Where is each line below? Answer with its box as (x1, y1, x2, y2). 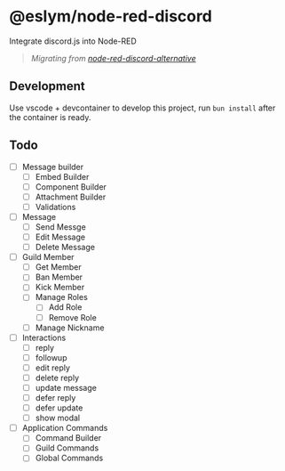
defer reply (35, 393, 76, 402)
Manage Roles (35, 292, 89, 303)
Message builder (21, 161, 84, 172)
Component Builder (35, 181, 107, 192)
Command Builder (35, 433, 102, 443)
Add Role (48, 302, 83, 313)
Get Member (35, 262, 82, 272)
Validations (35, 201, 76, 212)
